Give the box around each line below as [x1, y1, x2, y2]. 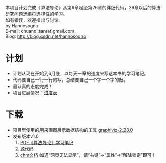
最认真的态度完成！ [12, 83, 53, 89]
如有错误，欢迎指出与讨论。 [5, 17, 63, 23]
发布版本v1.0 [12, 133, 39, 139]
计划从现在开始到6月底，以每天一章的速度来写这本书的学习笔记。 [12, 70, 149, 76]
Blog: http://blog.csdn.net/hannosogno [5, 33, 87, 39]
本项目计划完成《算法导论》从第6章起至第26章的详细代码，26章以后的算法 [5, 5, 161, 10]
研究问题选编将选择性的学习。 [5, 11, 67, 17]
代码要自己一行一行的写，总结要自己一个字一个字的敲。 [12, 76, 128, 83]
